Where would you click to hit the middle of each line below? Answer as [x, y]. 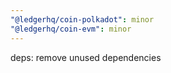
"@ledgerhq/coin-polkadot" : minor [82, 19]
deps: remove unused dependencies [86, 57]
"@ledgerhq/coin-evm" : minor [71, 29]
